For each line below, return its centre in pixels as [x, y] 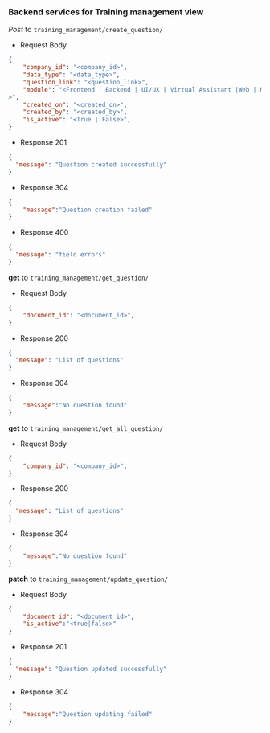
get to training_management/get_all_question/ [86, 428]
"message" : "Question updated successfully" [91, 670]
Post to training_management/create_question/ [86, 30]
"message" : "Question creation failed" [88, 210]
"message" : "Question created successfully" [91, 164]
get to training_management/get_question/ [79, 277]
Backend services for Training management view [106, 12]
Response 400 [44, 232]
